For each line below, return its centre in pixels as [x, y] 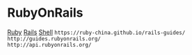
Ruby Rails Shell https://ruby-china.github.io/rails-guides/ [96, 32]
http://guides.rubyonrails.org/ [54, 39]
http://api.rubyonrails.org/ [49, 45]
